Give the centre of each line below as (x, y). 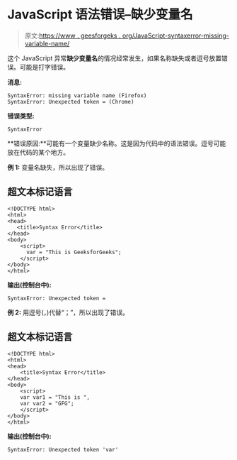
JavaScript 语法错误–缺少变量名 (100, 15)
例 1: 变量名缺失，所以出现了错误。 (58, 167)
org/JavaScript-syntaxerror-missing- (176, 35)
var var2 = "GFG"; (47, 403)
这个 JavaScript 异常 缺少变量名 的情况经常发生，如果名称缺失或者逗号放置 (115, 58)
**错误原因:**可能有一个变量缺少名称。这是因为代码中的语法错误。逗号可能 (117, 143)
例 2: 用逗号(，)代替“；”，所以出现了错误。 (68, 312)
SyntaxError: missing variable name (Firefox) (77, 95)
